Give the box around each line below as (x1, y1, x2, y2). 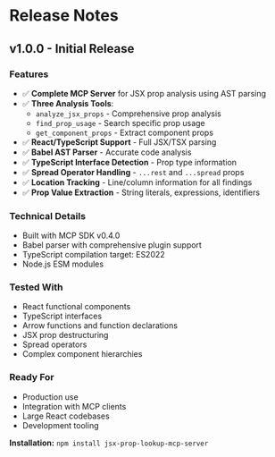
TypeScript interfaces (21, 310, 103, 322)
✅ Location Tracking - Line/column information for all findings (21, 176, 253, 188)
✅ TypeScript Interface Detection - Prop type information (21, 157, 237, 167)
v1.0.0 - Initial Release (9, 41, 135, 56)
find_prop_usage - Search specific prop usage (35, 117, 205, 128)
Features (9, 68, 49, 80)
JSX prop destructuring (21, 330, 109, 341)
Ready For (9, 371, 54, 384)
